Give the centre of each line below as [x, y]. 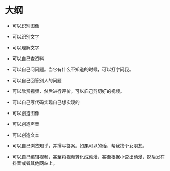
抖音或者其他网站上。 [35, 163]
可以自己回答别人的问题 [37, 80]
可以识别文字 [26, 36]
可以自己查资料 [28, 58]
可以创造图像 [26, 113]
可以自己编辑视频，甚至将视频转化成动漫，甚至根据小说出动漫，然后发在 [88, 157]
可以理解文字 [26, 47]
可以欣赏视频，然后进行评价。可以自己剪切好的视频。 [68, 91]
